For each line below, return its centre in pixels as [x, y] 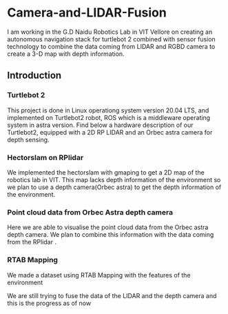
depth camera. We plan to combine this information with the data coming [111, 235]
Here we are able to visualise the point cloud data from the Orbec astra [108, 227]
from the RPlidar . [32, 242]
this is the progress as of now [49, 303]
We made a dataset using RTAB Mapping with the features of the [99, 275]
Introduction [34, 76]
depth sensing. [28, 139]
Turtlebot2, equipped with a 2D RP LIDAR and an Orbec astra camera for [110, 132]
